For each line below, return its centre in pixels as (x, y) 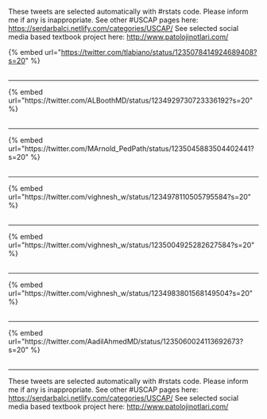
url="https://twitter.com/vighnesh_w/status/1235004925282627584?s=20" (132, 245)
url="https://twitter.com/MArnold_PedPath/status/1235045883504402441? (131, 149)
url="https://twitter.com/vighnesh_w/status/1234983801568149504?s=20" (130, 293)
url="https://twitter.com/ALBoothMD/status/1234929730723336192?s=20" (131, 100)
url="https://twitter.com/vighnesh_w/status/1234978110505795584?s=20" (130, 197)
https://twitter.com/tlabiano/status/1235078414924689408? (159, 52)
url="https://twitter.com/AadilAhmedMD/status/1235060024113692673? (126, 341)
